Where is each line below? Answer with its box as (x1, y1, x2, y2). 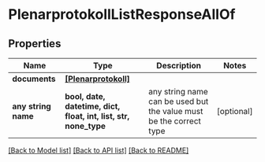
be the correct (148, 116, 201, 127)
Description (156, 61, 202, 71)
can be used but (148, 96, 209, 107)
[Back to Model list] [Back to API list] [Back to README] (8, 145, 189, 155)
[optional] (216, 106, 253, 116)
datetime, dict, (65, 101, 121, 112)
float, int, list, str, (65, 111, 130, 121)
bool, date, (65, 91, 106, 101)
